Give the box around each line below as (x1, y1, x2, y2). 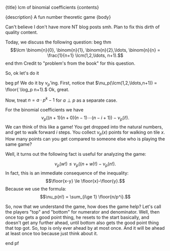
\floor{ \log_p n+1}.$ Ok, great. (5, 86, 70, 93)
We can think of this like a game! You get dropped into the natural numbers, (5, 124, 163, 130)
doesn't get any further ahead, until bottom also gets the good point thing (5, 220, 159, 226)
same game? (5, 141, 32, 147)
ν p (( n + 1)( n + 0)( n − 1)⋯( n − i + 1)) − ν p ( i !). (41, 115, 129, 122)
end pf (5, 240, 19, 246)
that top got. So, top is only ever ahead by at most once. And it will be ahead (5, 225, 165, 231)
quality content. (5, 29, 38, 35)
